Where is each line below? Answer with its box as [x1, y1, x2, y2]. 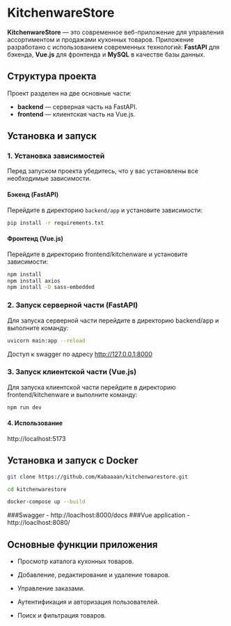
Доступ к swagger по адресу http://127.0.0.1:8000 [7, 350, 153, 358]
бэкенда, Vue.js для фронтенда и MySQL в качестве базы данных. [7, 50, 205, 59]
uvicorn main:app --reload [7, 337, 86, 344]
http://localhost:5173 [7, 434, 66, 442]
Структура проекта [7, 70, 97, 82]
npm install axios [7, 277, 61, 284]
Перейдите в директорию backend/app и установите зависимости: [7, 206, 203, 214]
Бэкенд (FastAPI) [7, 191, 59, 199]
